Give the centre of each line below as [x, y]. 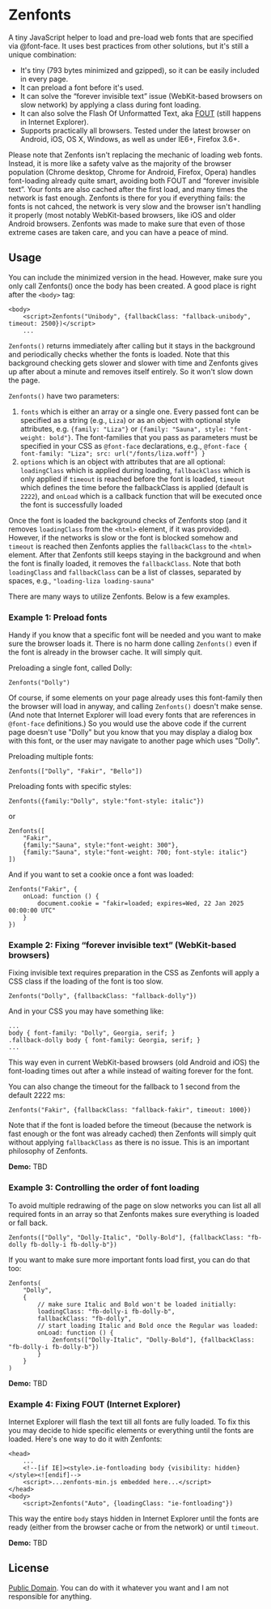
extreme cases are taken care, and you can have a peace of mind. [119, 232]
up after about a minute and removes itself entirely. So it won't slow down [131, 371]
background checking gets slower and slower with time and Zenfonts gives [133, 363]
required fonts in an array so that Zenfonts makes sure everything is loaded [134, 1214]
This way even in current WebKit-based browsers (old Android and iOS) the [134, 1062]
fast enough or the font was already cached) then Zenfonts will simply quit [132, 1134]
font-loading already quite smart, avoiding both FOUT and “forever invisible [134, 181]
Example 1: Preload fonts [58, 617]
